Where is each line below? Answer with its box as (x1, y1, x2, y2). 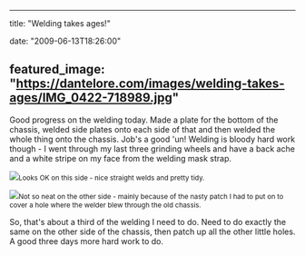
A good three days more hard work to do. (9, 235, 164, 246)
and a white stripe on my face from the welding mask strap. (9, 153, 232, 163)
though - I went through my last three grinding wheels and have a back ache (9, 143, 295, 154)
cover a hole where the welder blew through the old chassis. (9, 200, 202, 210)
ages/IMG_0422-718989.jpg (9, 90, 172, 105)
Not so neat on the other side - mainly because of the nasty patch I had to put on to (18, 192, 284, 201)
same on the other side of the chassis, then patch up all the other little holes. (9, 226, 296, 237)
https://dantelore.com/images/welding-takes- (15, 76, 285, 92)
